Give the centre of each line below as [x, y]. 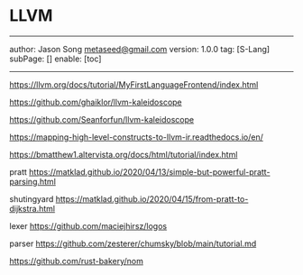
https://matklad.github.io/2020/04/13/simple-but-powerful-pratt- [149, 171]
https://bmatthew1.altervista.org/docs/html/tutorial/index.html [124, 154]
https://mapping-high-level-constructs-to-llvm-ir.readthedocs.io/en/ [136, 137]
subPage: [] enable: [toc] [55, 59]
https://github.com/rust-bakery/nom [77, 261]
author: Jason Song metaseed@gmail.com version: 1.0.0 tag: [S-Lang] [140, 49]
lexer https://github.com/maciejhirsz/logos [88, 225]
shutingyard [32, 198]
